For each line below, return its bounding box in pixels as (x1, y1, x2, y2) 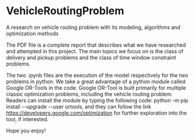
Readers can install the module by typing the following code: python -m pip (6, 96, 189, 104)
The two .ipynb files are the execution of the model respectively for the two (6, 71, 188, 79)
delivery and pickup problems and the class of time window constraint (6, 54, 176, 61)
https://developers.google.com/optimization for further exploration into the (6, 109, 187, 116)
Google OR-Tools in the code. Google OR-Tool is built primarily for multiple (6, 84, 186, 91)
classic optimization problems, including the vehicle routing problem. (6, 90, 173, 97)
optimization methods (6, 30, 59, 37)
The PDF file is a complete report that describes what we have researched (6, 41, 186, 48)
